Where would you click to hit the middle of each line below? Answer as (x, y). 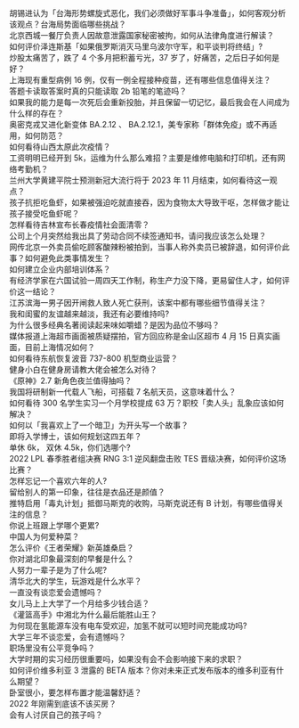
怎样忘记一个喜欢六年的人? (58, 481)
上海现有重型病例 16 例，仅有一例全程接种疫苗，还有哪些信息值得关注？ (140, 80)
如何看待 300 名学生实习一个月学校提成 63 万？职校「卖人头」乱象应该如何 (147, 403)
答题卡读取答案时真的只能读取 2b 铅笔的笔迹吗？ (98, 91)
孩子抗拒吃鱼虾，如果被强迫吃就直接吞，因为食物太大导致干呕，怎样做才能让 (149, 202)
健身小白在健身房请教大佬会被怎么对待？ (83, 369)
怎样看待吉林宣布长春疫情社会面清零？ (79, 225)
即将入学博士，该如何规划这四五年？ (76, 436)
